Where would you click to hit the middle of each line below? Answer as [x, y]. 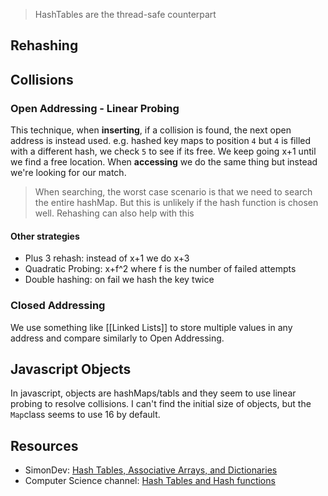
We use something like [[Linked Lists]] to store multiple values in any [151, 327]
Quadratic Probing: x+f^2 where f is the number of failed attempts [160, 269]
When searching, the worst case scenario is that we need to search [173, 192]
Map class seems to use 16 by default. [85, 415]
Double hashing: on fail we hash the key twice [119, 280]
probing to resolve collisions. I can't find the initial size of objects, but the [161, 404]
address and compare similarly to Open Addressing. [117, 338]
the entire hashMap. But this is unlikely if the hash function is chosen [176, 203]
